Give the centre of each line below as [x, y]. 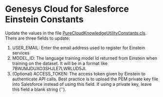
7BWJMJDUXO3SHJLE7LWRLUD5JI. [49, 68]
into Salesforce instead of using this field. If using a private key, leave [82, 84]
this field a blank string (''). [39, 89]
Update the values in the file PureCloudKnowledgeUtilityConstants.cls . [76, 33]
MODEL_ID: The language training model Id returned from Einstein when [85, 58]
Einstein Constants [44, 19]
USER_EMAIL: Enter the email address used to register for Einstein [79, 48]
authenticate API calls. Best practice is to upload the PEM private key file [85, 79]
